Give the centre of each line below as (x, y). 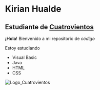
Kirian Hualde (33, 9)
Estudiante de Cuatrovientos (50, 27)
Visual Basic (24, 57)
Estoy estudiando (22, 48)
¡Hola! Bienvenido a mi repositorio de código (50, 38)
